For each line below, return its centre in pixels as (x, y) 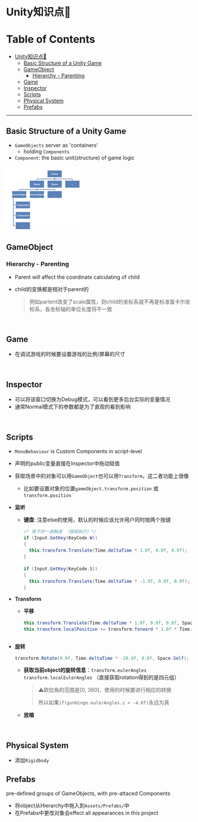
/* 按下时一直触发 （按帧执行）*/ (60, 532)
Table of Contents (51, 39)
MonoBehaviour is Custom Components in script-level (78, 451)
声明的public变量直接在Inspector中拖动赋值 (67, 464)
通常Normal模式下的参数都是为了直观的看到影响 (72, 407)
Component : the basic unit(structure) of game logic (75, 157)
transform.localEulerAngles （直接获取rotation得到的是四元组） (101, 678)
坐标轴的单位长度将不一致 (81, 309)
